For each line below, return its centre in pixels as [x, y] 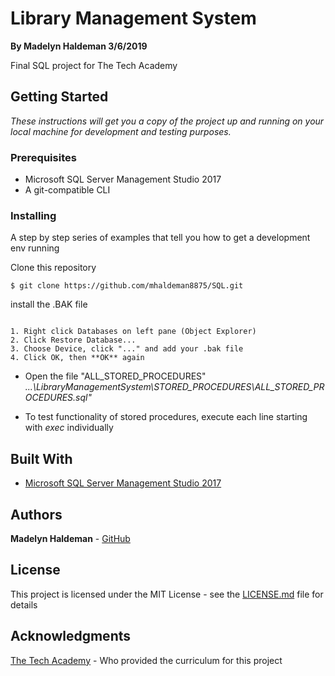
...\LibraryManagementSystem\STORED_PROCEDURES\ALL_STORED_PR [174, 387]
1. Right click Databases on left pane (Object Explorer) [133, 332]
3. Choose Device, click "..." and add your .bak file [127, 349]
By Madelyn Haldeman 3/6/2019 [79, 46]
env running [35, 248]
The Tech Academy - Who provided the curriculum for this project [146, 660]
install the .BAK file [49, 304]
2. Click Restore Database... [73, 340]
